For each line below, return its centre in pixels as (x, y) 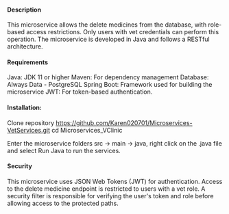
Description (24, 10)
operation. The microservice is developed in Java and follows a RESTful (109, 39)
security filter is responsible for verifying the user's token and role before (110, 196)
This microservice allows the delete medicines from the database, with (107, 25)
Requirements (28, 62)
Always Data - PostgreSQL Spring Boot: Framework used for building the (110, 85)
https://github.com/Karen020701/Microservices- (124, 122)
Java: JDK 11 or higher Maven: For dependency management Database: (108, 77)
